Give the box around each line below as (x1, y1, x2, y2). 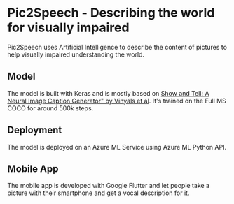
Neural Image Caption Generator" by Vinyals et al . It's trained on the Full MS (7, 96, 226, 105)
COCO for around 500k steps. (7, 103, 94, 112)
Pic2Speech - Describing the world (7, 5, 215, 21)
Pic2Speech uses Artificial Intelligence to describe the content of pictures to (7, 43, 228, 51)
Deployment (7, 124, 62, 136)
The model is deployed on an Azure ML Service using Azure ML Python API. (7, 143, 226, 151)
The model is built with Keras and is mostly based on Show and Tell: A (7, 89, 209, 97)
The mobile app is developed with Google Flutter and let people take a (7, 182, 210, 190)
